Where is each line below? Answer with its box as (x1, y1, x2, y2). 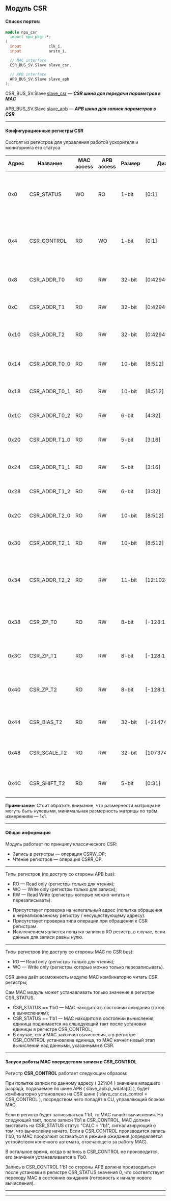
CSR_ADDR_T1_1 (29, 464, 71, 471)
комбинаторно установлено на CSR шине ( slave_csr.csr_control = (5, 1091, 148, 1097)
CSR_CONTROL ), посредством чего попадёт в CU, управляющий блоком (5, 1096, 165, 1102)
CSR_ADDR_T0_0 (29, 360, 71, 367)
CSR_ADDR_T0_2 (29, 412, 71, 419)
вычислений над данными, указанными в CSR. (12, 1042, 115, 1049)
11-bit (121, 576, 137, 583)
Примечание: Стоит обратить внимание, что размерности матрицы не (5, 802, 161, 808)
